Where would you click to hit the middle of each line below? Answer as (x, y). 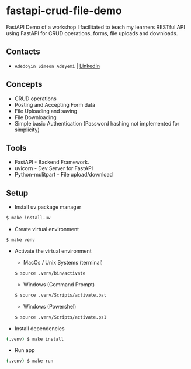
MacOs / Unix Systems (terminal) (63, 262)
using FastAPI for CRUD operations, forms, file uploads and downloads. (92, 33)
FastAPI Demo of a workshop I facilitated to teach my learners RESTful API (95, 27)
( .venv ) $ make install (35, 339)
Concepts (24, 84)
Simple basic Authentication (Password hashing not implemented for (97, 123)
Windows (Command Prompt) (59, 284)
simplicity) (27, 130)
